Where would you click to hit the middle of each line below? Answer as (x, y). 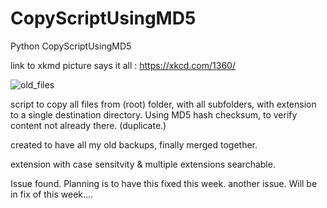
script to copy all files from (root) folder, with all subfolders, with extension (163, 104)
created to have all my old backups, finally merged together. (134, 144)
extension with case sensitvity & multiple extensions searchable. (143, 164)
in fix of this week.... (52, 194)
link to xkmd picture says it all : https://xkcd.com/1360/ (123, 65)
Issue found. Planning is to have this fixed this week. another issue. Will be (164, 183)
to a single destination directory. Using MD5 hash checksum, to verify (154, 114)
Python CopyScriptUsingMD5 (71, 46)
